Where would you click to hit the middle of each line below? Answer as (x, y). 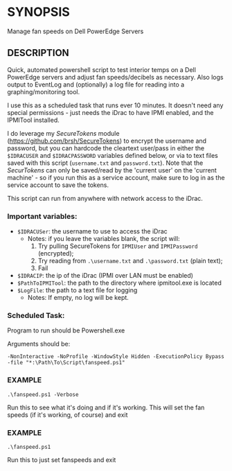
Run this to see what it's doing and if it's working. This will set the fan (106, 407)
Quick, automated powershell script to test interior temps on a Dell (101, 69)
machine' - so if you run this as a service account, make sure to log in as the (116, 177)
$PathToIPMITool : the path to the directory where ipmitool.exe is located (119, 283)
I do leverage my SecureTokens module (63, 133)
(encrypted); (56, 254)
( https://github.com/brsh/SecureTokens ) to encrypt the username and (107, 141)
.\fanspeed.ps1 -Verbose (43, 394)
